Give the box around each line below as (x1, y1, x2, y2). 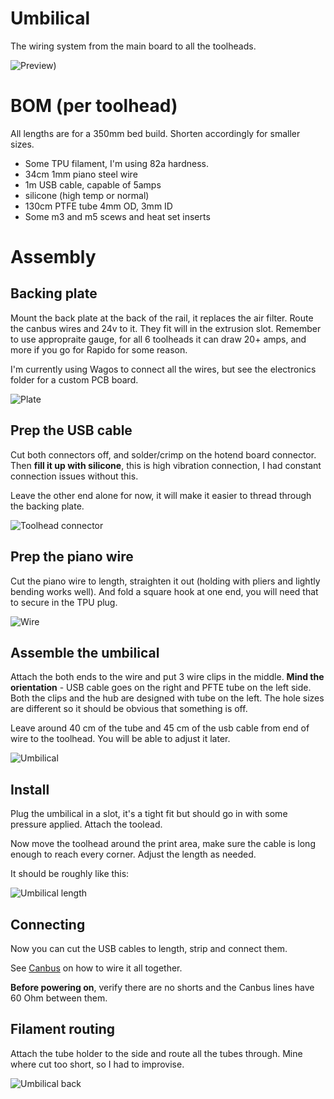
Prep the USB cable (10, 422, 133, 439)
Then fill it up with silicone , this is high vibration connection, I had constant (10, 459, 322, 471)
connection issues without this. (10, 470, 139, 482)
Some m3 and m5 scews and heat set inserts (24, 210, 211, 222)
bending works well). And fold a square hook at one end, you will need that (10, 585, 319, 597)
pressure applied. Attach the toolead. (10, 818, 163, 831)
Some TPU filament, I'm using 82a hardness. (24, 157, 209, 169)
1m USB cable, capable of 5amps (24, 178, 162, 191)
